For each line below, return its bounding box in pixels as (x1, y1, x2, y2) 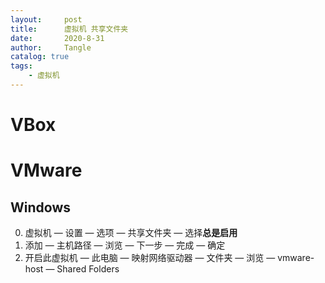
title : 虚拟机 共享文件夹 (10, 24, 129, 34)
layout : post (10, 14, 83, 25)
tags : (10, 61, 33, 71)
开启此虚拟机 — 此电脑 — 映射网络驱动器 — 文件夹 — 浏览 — (24, 252, 276, 264)
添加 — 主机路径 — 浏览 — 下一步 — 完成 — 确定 (24, 239, 226, 251)
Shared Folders (56, 263, 120, 275)
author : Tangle (10, 42, 92, 53)
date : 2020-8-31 (10, 33, 105, 43)
